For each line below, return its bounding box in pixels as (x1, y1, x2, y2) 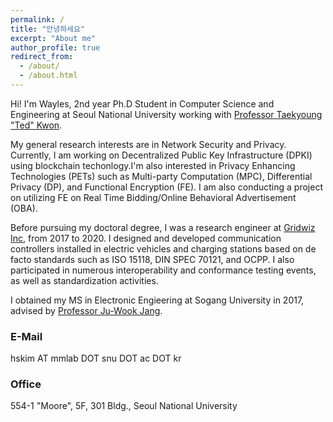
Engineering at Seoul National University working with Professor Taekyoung (10, 108, 323, 120)
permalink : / (10, 14, 65, 25)
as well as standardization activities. (10, 274, 159, 286)
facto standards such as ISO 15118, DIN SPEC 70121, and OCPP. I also (10, 253, 295, 265)
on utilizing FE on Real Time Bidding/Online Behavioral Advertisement (10, 191, 297, 203)
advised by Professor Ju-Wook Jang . (10, 304, 163, 316)
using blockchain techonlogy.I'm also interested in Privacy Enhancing (10, 159, 296, 171)
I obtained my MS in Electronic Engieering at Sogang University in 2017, (10, 294, 305, 306)
